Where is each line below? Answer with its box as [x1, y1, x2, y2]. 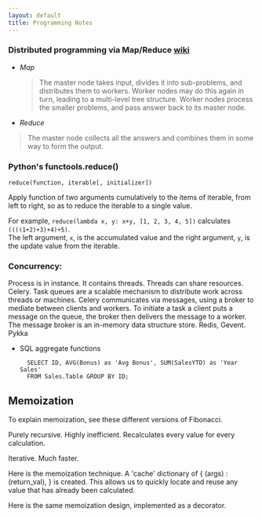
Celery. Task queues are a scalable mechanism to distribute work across [8, 287, 243, 297]
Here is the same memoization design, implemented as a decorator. [8, 501, 227, 510]
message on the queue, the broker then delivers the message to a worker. [8, 312, 247, 322]
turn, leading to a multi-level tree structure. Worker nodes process [38, 94, 253, 104]
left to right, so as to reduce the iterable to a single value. [8, 201, 192, 210]
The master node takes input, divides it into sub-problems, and [38, 78, 242, 87]
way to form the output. [27, 141, 104, 151]
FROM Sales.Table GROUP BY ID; [27, 373, 129, 381]
